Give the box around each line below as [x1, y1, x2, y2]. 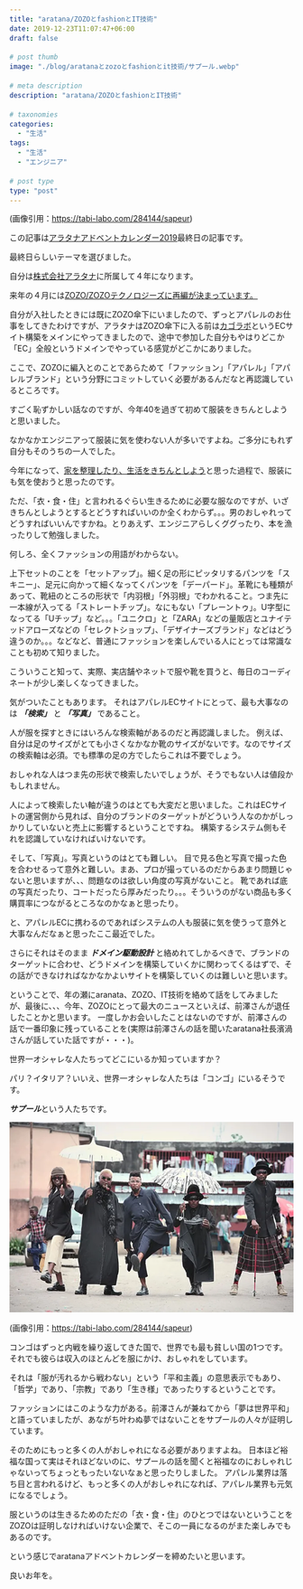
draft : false [9, 33, 59, 42]
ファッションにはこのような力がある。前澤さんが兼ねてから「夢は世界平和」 [9, 1402, 294, 1414]
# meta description [9, 81, 83, 90]
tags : [9, 138, 30, 148]
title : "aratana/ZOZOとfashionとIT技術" [9, 14, 158, 24]
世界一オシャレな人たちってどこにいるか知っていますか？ [9, 1054, 223, 1065]
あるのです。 [9, 1531, 57, 1542]
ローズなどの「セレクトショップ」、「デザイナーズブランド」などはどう [32, 625, 293, 635]
